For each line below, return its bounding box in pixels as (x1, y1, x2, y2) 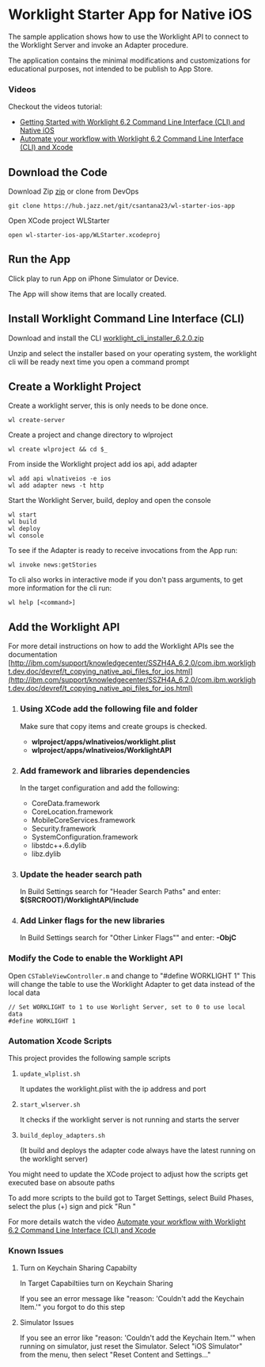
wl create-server (8, 417, 66, 424)
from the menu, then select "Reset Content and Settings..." (19, 1350, 211, 1360)
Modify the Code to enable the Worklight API (8, 953, 184, 964)
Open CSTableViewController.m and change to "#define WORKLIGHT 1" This (8, 970, 256, 981)
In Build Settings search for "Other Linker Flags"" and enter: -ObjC (19, 933, 237, 943)
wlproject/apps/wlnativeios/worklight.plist (31, 736, 176, 747)
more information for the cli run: (8, 583, 112, 593)
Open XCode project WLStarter (8, 216, 110, 225)
